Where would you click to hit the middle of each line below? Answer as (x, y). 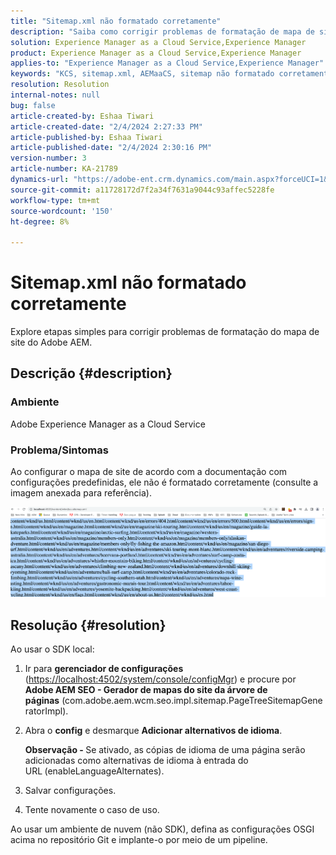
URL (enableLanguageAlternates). (94, 771)
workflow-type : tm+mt (55, 200)
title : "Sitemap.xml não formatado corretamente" (116, 21)
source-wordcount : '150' (62, 211)
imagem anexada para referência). (81, 493)
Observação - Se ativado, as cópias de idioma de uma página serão (165, 750)
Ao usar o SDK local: (52, 649)
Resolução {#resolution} (88, 625)
